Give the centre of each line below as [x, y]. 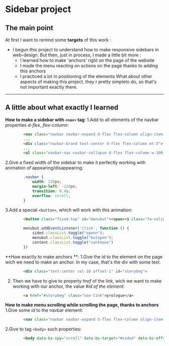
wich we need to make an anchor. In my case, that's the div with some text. [83, 262]
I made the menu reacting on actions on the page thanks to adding [89, 66]
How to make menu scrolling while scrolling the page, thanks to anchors [82, 305]
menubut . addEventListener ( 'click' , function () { [76, 228]
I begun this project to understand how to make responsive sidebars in [86, 50]
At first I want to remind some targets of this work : [58, 40]
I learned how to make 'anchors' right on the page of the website [87, 60]
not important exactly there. [49, 87]
